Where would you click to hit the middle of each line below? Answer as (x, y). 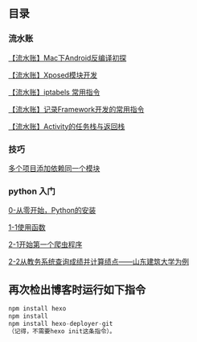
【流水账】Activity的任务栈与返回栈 (67, 126)
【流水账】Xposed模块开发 (53, 75)
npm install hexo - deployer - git (61, 323)
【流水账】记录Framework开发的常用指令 (76, 109)
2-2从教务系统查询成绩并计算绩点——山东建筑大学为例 (99, 262)
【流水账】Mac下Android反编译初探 (68, 57)
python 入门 (32, 191)
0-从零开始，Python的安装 (52, 211)
